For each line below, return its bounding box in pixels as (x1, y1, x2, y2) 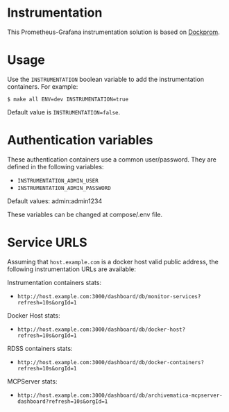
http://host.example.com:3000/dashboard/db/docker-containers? (17, 359, 205, 366)
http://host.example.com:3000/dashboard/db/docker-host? (17, 326, 186, 333)
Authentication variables (7, 132, 153, 148)
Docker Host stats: (7, 311, 60, 320)
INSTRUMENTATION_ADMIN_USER (17, 177, 99, 184)
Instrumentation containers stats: (7, 278, 102, 286)
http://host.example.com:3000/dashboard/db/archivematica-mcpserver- (17, 392, 223, 399)
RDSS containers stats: (7, 344, 73, 352)
